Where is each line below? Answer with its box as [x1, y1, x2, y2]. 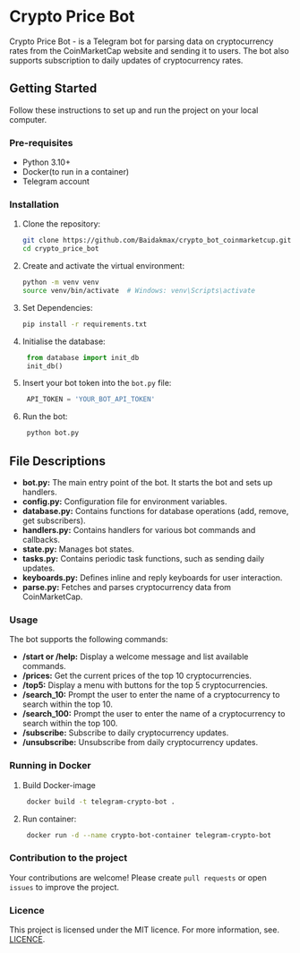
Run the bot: [21, 411, 68, 422]
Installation [9, 198, 60, 210]
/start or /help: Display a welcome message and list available [21, 651, 249, 662]
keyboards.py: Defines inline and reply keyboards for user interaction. [21, 572, 283, 583]
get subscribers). [21, 515, 87, 526]
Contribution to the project [9, 852, 128, 864]
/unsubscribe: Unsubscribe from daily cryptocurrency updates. [21, 737, 259, 748]
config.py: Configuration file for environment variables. [21, 496, 227, 507]
